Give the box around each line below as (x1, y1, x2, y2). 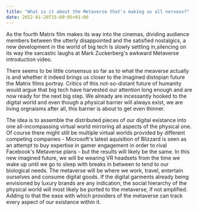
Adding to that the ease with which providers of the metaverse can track (6, 192, 183, 199)
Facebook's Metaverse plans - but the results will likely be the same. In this (6, 148, 190, 155)
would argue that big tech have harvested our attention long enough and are (6, 86, 193, 93)
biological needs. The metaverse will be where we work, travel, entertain (6, 167, 184, 174)
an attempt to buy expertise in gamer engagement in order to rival (6, 142, 167, 149)
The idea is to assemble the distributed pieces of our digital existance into (6, 116, 187, 123)
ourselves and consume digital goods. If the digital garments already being (6, 173, 189, 180)
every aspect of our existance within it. (6, 198, 101, 205)
